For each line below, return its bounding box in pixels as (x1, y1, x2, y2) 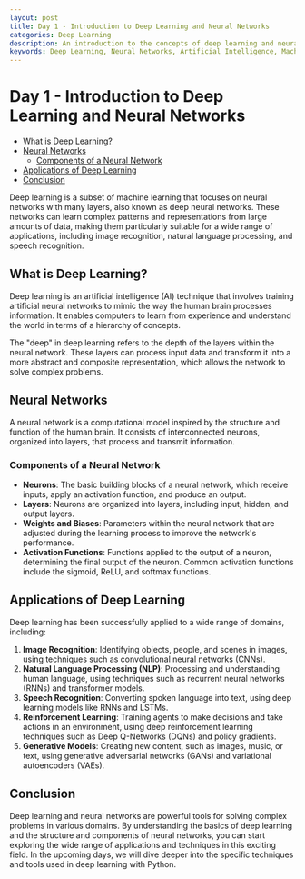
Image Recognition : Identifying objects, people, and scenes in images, (22, 644, 288, 654)
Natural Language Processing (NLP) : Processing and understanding (22, 663, 280, 674)
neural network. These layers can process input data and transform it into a (9, 346, 291, 357)
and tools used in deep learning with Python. (9, 858, 177, 869)
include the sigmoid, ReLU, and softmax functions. (22, 565, 212, 577)
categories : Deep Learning (9, 30, 112, 39)
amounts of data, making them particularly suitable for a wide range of (9, 221, 273, 232)
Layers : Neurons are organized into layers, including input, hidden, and (22, 498, 289, 509)
